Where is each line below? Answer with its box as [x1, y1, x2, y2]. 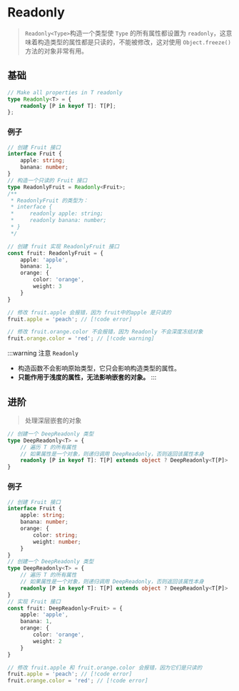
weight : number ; [33, 538, 81, 545]
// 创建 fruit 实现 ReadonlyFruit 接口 [7, 243, 120, 250]
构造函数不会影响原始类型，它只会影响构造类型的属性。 [17, 364, 180, 373]
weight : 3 [33, 283, 62, 290]
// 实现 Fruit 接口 [7, 597, 61, 605]
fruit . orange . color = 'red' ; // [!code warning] [7, 335, 155, 343]
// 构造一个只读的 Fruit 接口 [7, 176, 88, 184]
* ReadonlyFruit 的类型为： [10, 197, 89, 204]
